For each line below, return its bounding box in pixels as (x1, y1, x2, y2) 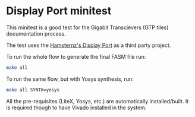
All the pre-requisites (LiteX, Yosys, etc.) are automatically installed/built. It (6, 97, 189, 105)
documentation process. (6, 30, 67, 37)
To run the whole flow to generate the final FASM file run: (6, 53, 146, 60)
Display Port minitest (6, 4, 112, 18)
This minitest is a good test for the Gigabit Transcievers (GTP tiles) (6, 24, 169, 31)
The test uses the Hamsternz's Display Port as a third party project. (6, 42, 171, 49)
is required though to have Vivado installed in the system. (6, 104, 147, 111)
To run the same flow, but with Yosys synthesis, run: (6, 75, 134, 83)
